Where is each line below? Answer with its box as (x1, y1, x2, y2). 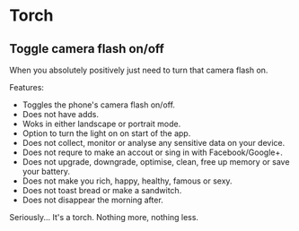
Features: (9, 82, 45, 92)
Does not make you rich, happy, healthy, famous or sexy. (22, 175, 233, 186)
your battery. (22, 167, 70, 176)
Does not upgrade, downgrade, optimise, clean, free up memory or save (22, 157, 290, 167)
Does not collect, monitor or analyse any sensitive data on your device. (22, 138, 286, 148)
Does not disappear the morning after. (22, 194, 163, 205)
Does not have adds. (22, 109, 100, 119)
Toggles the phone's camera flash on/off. (22, 99, 175, 110)
